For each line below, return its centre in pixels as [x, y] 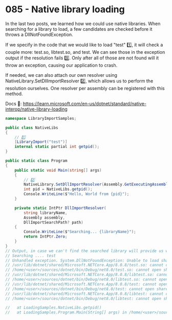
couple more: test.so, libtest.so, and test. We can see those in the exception [85, 52]
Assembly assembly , [45, 218]
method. [14, 94]
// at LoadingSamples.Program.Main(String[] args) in [66, 313]
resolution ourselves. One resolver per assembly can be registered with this [85, 88]
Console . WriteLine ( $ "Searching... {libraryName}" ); [80, 232]
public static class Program [36, 161]
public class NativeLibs [32, 127]
